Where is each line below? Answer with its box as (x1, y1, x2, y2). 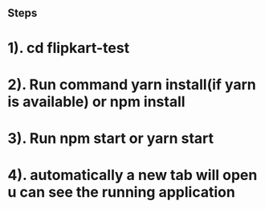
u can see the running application (7, 183, 236, 202)
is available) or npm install (7, 92, 185, 111)
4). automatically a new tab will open (7, 166, 258, 184)
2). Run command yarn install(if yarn (7, 76, 256, 93)
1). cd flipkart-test (7, 39, 130, 57)
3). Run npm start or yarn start (7, 129, 214, 147)
